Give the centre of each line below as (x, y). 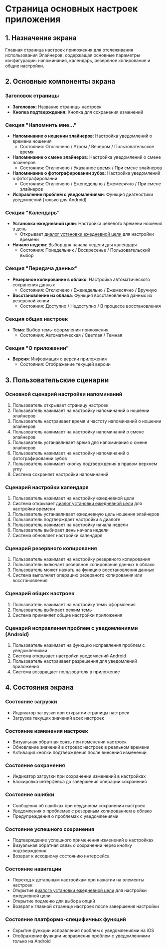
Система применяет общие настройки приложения (67, 615)
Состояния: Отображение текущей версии (65, 364)
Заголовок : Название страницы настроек (57, 107)
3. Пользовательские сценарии (57, 380)
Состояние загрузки (31, 702)
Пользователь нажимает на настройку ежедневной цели (73, 498)
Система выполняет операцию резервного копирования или (77, 575)
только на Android (31, 941)
